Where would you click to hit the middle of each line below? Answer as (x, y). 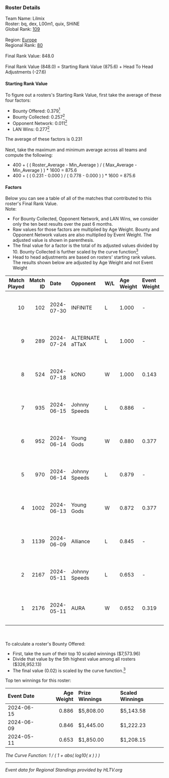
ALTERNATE (86, 338)
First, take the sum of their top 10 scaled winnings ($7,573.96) (76, 654)
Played (16, 286)
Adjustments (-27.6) (26, 72)
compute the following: (29, 155)
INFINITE (82, 307)
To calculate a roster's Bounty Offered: (45, 643)
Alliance (81, 541)
